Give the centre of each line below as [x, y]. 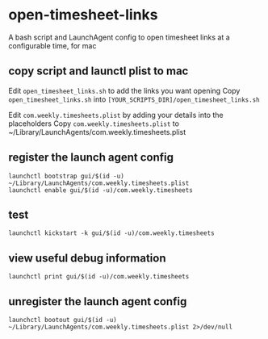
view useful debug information [88, 258]
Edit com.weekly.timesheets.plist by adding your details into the [116, 115]
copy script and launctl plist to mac [98, 71]
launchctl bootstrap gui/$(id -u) [67, 176]
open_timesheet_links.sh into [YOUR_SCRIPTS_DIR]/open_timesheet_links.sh [134, 99]
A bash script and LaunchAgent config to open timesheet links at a [119, 37]
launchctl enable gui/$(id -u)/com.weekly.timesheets [101, 190]
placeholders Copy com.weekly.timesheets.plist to [94, 123]
